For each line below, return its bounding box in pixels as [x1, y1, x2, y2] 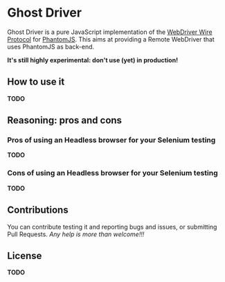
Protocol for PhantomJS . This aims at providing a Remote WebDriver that [7, 35, 215, 43]
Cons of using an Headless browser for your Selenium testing [7, 168, 218, 178]
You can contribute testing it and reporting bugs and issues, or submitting [7, 222, 217, 231]
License [7, 249, 42, 261]
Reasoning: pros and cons [7, 114, 123, 126]
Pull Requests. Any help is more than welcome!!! [7, 230, 145, 238]
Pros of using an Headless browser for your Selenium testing [7, 135, 216, 145]
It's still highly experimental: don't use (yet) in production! [7, 55, 179, 64]
